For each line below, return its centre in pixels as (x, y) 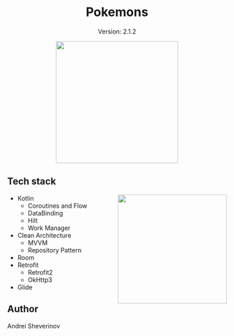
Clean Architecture (44, 235)
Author (23, 309)
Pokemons (117, 12)
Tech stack (32, 182)
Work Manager (49, 228)
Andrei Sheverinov (34, 326)
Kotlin (25, 198)
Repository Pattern (55, 250)
